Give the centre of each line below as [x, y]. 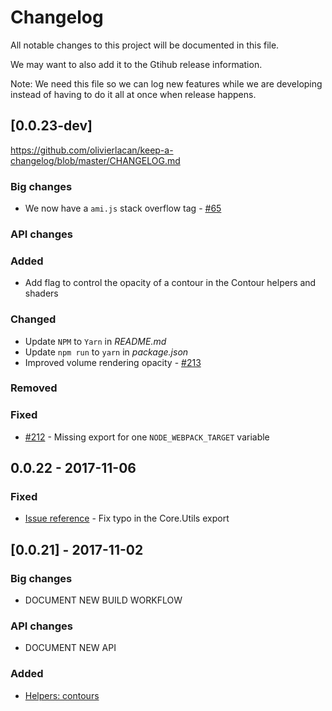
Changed [33, 319]
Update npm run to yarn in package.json [106, 352]
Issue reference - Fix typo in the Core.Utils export [127, 518]
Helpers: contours [62, 695]
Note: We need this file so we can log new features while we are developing [166, 83]
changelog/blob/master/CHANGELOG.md [95, 160]
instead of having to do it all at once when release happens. [133, 94]
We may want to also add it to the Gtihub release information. [136, 64]
